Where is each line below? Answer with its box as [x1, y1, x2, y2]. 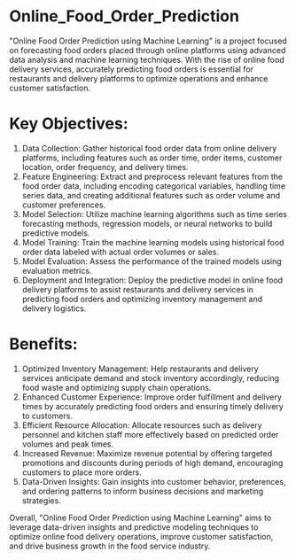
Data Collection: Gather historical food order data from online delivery [21, 143, 277, 153]
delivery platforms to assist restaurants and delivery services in [21, 284, 254, 294]
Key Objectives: [9, 113, 129, 134]
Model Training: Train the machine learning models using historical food [21, 237, 284, 247]
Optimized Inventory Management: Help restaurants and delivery [21, 363, 259, 374]
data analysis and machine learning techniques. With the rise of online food [9, 54, 285, 65]
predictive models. [21, 228, 90, 238]
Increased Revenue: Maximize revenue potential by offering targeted [21, 447, 273, 458]
